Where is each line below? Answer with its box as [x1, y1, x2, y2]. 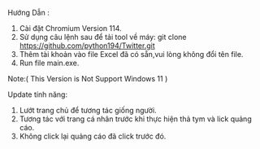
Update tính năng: [7, 90, 68, 99]
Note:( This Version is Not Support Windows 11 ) [7, 74, 168, 83]
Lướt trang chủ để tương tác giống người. [19, 106, 157, 115]
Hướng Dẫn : [7, 8, 50, 17]
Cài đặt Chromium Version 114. [19, 24, 122, 33]
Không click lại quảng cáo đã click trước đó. [19, 131, 167, 141]
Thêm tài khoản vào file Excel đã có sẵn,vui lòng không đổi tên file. [19, 50, 244, 59]
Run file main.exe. [19, 58, 80, 68]
